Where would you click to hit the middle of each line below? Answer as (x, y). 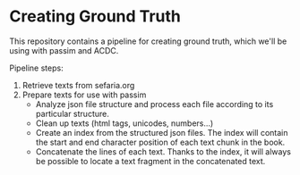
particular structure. (72, 113)
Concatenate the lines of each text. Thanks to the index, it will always (163, 151)
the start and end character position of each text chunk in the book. (160, 142)
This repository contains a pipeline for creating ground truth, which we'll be (148, 41)
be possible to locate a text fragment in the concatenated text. (150, 161)
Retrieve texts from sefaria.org (78, 85)
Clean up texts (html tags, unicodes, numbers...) (124, 123)
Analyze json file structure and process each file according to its (154, 104)
